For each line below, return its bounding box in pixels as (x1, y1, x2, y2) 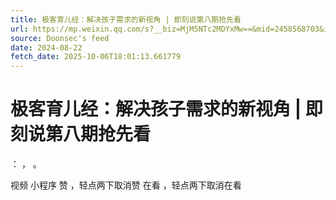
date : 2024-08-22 (10, 42, 83, 53)
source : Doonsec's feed (10, 33, 110, 43)
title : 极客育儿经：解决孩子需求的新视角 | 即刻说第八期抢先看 (10, 14, 242, 25)
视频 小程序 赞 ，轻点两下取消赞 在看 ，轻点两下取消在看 (10, 179, 242, 191)
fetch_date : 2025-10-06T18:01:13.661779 (10, 52, 182, 62)
